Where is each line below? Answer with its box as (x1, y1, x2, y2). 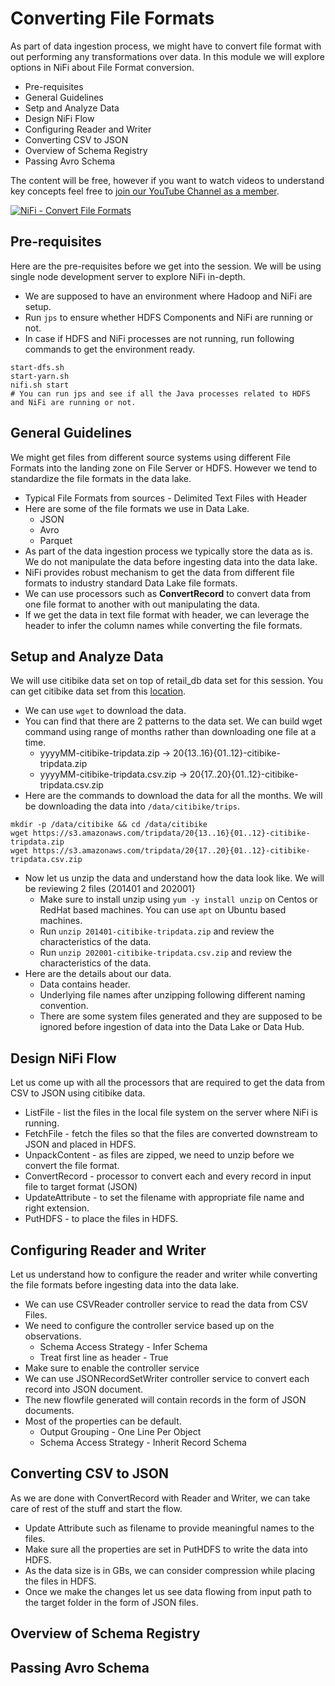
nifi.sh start (10, 380, 70, 390)
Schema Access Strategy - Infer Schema (39, 1341, 208, 1352)
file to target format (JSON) (24, 1181, 138, 1193)
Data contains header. (39, 978, 131, 991)
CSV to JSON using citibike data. (10, 1087, 146, 1099)
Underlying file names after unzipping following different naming (39, 989, 306, 1001)
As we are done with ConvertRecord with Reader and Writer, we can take (10, 1492, 311, 1504)
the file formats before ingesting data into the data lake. (10, 1279, 240, 1291)
